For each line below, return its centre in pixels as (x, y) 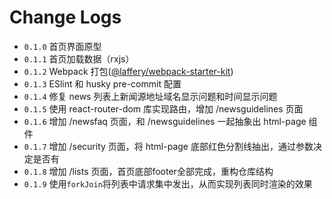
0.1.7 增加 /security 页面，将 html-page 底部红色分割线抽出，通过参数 (168, 146)
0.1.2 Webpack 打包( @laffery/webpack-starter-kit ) (128, 71)
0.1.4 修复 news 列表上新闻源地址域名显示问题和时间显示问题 (150, 96)
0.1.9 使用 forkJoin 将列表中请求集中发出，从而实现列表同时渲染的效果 (168, 183)
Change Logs (65, 17)
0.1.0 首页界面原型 (62, 46)
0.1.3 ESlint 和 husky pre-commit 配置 (102, 83)
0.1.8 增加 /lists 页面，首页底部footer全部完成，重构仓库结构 (148, 171)
